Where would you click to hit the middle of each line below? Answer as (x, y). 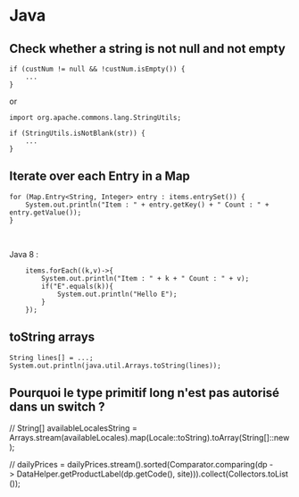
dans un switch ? (57, 407)
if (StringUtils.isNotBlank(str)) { (77, 133)
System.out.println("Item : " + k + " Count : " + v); (145, 278)
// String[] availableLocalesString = (74, 428)
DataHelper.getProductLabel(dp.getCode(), (96, 474)
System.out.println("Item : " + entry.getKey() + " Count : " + (147, 205)
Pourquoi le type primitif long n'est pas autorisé (144, 393)
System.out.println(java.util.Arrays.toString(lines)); (115, 366)
